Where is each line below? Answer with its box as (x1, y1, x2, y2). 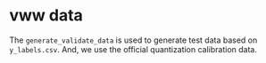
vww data (9, 5, 83, 26)
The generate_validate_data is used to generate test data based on (9, 35, 258, 45)
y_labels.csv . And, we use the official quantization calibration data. (9, 43, 257, 54)
